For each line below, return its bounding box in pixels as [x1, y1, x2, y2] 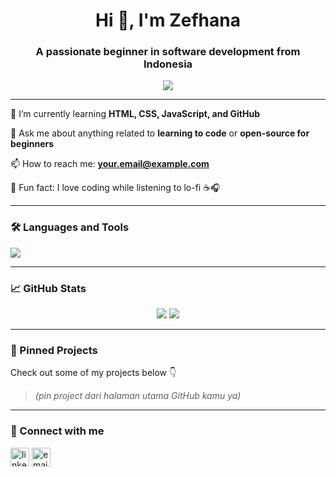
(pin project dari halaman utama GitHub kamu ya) [34, 390, 242, 402]
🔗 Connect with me [10, 424, 105, 438]
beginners [10, 138, 55, 150]
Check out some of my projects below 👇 [10, 367, 177, 379]
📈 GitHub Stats [10, 281, 87, 295]
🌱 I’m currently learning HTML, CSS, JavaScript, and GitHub [10, 108, 260, 120]
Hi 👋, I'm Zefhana [95, 9, 241, 32]
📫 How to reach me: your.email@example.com [10, 158, 210, 170]
